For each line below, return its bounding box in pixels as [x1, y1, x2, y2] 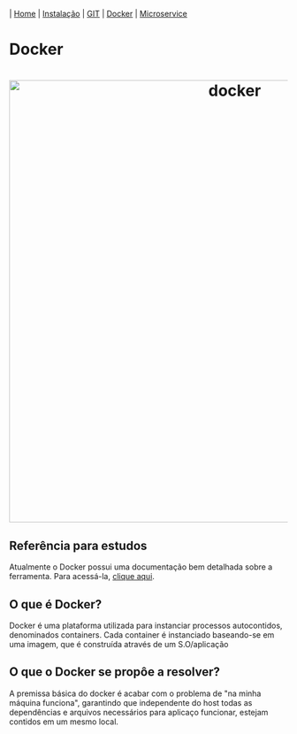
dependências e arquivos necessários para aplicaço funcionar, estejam [9, 707, 269, 717]
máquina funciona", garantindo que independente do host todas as [9, 697, 253, 707]
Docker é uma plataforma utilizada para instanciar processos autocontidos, [9, 620, 283, 631]
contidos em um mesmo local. [9, 716, 119, 727]
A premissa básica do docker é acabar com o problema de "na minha [9, 688, 262, 699]
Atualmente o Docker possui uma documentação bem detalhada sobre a [9, 562, 273, 572]
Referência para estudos [9, 538, 148, 553]
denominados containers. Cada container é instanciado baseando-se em [9, 630, 275, 640]
